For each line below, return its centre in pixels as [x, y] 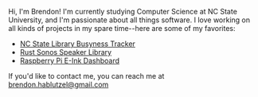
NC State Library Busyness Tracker [77, 44]
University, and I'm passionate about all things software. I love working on [129, 20]
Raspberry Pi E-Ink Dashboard [70, 60]
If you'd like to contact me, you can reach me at [86, 76]
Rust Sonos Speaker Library [66, 52]
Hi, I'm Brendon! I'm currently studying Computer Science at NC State [123, 12]
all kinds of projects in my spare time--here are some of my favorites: [122, 28]
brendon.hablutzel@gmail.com [59, 84]
